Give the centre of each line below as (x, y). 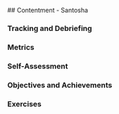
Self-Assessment (38, 66)
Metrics (21, 47)
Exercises (25, 103)
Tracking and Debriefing (50, 28)
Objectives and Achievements (60, 85)
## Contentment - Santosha (48, 10)
